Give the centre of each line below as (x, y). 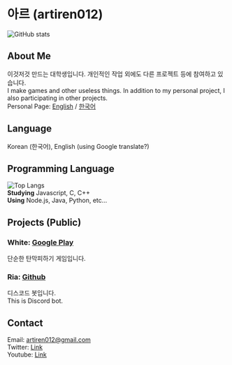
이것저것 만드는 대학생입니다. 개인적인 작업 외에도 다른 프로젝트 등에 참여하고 (112, 73)
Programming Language (61, 169)
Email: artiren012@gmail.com (49, 340)
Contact (25, 323)
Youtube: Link (27, 355)
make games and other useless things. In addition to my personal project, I (118, 90)
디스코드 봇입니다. (32, 293)
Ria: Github (27, 277)
